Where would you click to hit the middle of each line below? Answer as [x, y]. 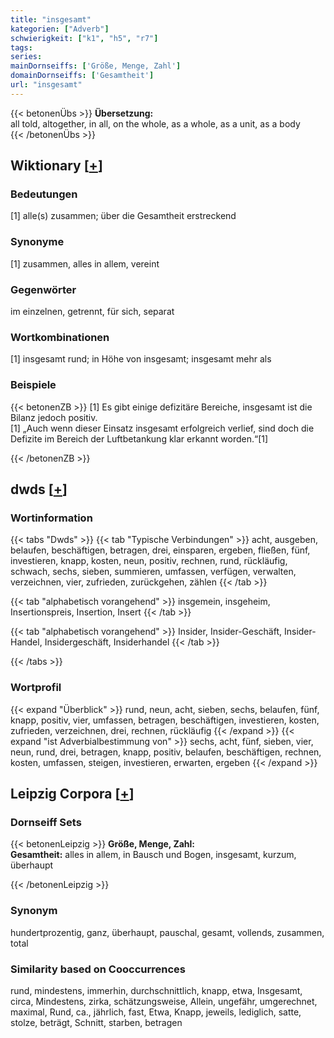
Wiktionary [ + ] [56, 166]
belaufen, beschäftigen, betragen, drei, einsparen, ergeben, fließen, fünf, [160, 550]
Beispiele [33, 385]
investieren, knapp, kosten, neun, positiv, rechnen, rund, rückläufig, [149, 561]
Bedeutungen [44, 194]
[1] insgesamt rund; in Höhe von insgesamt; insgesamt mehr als [141, 359]
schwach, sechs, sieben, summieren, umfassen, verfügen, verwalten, [153, 572]
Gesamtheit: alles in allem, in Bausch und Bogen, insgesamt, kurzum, [153, 855]
